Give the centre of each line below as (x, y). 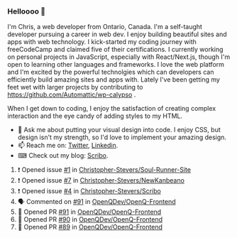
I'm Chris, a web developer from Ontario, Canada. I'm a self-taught (105, 27)
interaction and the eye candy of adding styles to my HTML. (95, 116)
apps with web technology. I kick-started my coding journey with (102, 42)
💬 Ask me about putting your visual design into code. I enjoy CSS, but (119, 130)
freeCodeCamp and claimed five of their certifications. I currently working (115, 50)
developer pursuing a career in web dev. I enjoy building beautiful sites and (117, 34)
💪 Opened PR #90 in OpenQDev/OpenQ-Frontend (90, 220)
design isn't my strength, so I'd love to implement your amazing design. (122, 137)
